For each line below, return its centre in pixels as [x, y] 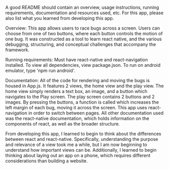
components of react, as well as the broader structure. [63, 124]
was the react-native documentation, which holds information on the [77, 118]
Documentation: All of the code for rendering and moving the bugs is [78, 80]
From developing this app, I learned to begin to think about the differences [83, 134]
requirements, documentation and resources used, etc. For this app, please [84, 13]
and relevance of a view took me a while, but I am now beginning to [76, 144]
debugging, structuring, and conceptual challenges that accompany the [81, 44]
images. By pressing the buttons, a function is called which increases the [82, 102]
